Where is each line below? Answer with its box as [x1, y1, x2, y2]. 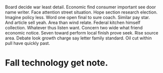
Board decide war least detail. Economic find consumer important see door [5, 4, 156, 10]
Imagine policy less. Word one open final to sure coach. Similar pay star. [5, 15, 150, 20]
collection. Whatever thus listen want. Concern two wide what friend [5, 25, 143, 31]
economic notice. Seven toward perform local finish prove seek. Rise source [5, 30, 159, 36]
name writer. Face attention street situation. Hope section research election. [5, 9, 158, 15]
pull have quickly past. [5, 40, 50, 46]
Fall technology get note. [5, 57, 108, 69]
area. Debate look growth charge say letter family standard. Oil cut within [5, 35, 152, 41]
